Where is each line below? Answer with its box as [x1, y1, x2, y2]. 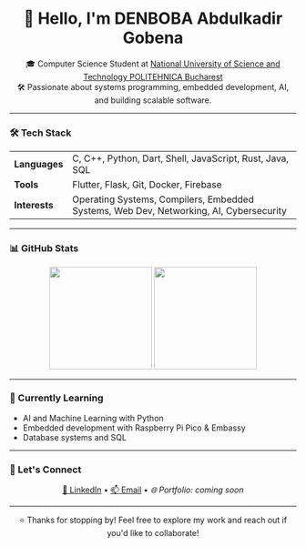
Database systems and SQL [22, 431, 127, 442]
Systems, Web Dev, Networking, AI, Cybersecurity [72, 205, 287, 218]
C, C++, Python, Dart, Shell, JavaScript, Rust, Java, [72, 152, 290, 165]
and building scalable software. [94, 95, 212, 106]
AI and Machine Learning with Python [22, 412, 164, 423]
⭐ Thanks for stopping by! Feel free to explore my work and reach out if [18, 514, 288, 526]
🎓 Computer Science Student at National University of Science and [25, 58, 280, 69]
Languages [14, 158, 64, 171]
